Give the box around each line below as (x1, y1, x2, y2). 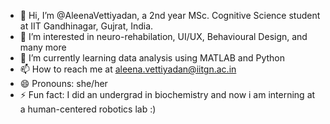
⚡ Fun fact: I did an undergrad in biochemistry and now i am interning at (19, 89, 316, 100)
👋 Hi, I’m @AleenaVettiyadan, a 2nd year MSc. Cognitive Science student (19, 10, 321, 21)
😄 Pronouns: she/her (19, 78, 108, 89)
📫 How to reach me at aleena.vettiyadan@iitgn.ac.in (19, 63, 237, 75)
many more (19, 41, 67, 53)
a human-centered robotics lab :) (19, 103, 157, 115)
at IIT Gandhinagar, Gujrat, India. (19, 20, 154, 32)
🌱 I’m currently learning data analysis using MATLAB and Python (19, 52, 285, 64)
